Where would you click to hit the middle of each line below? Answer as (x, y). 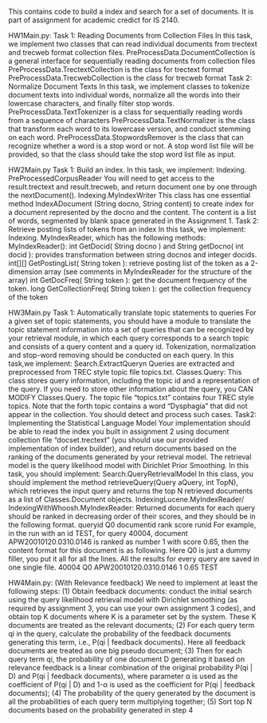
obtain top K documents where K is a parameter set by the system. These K (132, 617)
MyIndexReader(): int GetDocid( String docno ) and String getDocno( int (126, 246)
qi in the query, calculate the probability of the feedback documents (120, 634)
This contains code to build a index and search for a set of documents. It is (131, 12)
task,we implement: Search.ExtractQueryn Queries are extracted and (122, 363)
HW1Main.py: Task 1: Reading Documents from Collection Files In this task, (131, 36)
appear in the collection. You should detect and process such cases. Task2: (132, 414)
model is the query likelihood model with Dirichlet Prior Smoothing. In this (129, 465)
